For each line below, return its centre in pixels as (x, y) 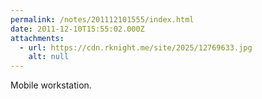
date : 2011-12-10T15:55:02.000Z (77, 29)
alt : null (49, 57)
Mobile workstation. (51, 85)
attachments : (37, 38)
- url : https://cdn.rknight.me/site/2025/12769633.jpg (136, 47)
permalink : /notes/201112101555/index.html (102, 19)
